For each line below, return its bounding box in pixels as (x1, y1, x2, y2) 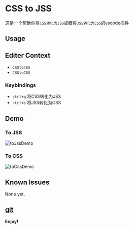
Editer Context (5, 51, 51, 60)
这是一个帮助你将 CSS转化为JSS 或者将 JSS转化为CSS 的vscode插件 (5, 20, 129, 26)
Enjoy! (5, 219, 19, 225)
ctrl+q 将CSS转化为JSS (12, 94, 61, 99)
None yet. (5, 191, 25, 197)
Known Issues (5, 178, 50, 186)
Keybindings (5, 82, 36, 89)
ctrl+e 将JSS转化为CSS (12, 99, 61, 106)
